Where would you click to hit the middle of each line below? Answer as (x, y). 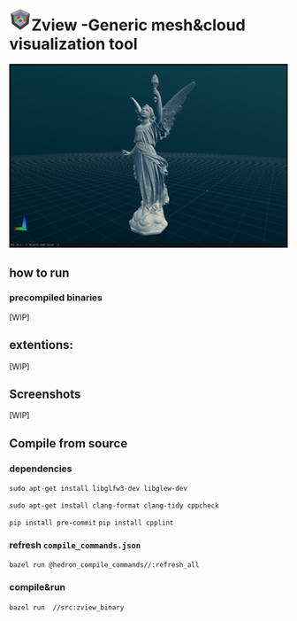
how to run (39, 272)
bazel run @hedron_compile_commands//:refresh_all (104, 565)
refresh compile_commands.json (75, 546)
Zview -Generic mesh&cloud (138, 25)
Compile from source (69, 443)
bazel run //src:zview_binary (67, 607)
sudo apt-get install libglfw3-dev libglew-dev (99, 489)
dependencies (41, 469)
